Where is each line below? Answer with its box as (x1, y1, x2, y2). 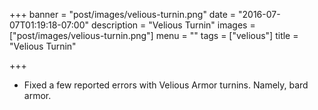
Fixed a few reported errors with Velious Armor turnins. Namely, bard (23, 79, 309, 91)
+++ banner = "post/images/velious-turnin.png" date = (9, 9, 237, 20)
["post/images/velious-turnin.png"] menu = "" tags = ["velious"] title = (9, 30, 299, 41)
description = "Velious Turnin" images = (90, 19, 256, 31)
